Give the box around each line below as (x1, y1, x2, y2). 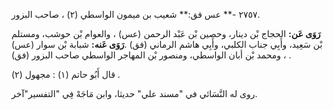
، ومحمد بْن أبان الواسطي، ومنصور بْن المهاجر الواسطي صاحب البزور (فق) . (11, 49, 292, 61)
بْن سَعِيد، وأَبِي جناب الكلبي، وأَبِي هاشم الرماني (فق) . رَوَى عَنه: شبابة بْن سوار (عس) (11, 39, 323, 50)
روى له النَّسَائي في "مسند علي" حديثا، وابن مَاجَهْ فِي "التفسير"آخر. (11, 88, 258, 99)
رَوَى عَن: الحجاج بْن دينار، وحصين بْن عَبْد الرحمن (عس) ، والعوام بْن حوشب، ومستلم (11, 28, 321, 39)
